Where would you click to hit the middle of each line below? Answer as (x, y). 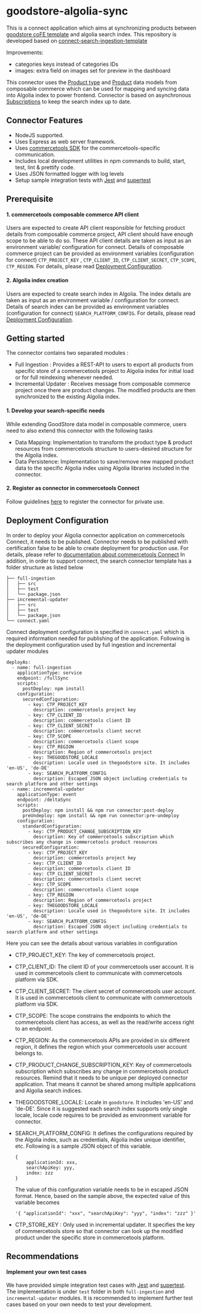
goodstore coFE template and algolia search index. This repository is (91, 34)
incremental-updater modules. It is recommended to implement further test (99, 1298)
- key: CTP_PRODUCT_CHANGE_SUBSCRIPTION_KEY (85, 831)
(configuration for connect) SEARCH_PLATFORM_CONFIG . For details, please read (101, 313)
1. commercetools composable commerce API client (73, 214)
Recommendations (43, 1256)
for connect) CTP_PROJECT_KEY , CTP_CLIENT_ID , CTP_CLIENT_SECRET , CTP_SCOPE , (101, 260)
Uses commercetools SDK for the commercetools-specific (87, 148)
